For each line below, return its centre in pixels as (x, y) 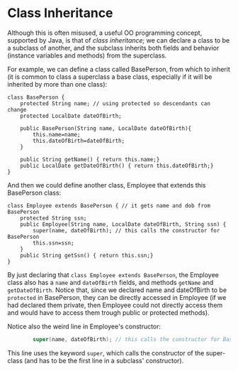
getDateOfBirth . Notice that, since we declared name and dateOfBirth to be (117, 290)
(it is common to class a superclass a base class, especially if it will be (110, 77)
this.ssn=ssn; (53, 243)
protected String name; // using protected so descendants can (115, 103)
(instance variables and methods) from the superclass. (87, 55)
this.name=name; (57, 134)
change (17, 109)
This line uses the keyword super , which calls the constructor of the (106, 353)
